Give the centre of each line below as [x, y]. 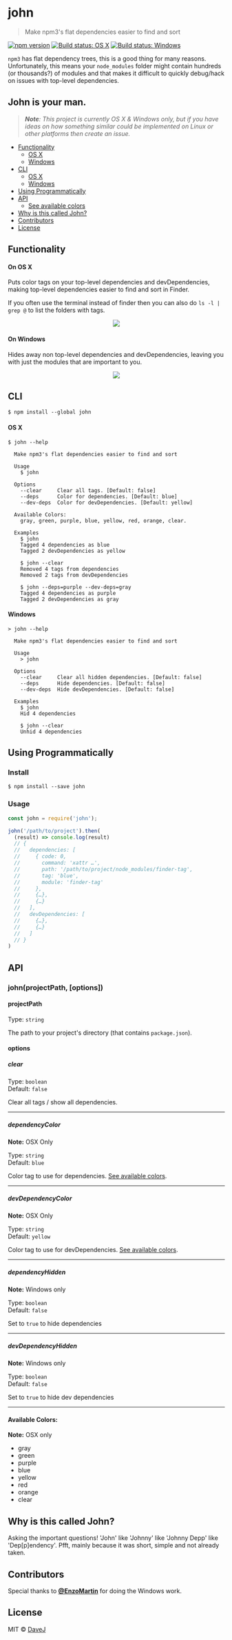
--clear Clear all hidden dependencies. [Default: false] [111, 677]
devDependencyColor [40, 1198]
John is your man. [47, 102]
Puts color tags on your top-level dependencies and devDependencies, [109, 282]
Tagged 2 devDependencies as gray [70, 599]
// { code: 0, [41, 857]
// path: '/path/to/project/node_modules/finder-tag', [104, 869]
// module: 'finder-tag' [59, 882]
